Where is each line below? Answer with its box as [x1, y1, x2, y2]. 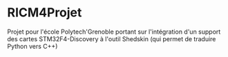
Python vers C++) [7, 42, 58, 50]
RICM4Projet [7, 5, 82, 21]
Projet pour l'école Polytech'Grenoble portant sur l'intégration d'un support [7, 27, 221, 36]
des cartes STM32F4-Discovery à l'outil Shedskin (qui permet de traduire [7, 34, 216, 43]
